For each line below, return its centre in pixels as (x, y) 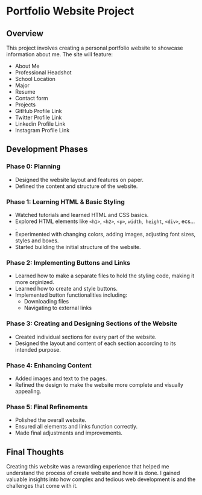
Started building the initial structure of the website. (78, 247)
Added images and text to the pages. (61, 378)
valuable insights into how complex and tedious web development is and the (101, 479)
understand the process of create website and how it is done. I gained (93, 473)
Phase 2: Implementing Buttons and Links (68, 262)
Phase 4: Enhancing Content (49, 365)
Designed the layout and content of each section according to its (95, 343)
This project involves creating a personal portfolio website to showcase (95, 48)
